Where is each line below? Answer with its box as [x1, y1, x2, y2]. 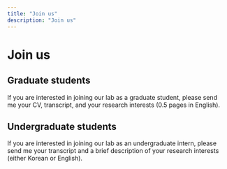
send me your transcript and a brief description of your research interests [7, 147, 219, 155]
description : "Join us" [7, 17, 77, 24]
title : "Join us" [7, 10, 58, 17]
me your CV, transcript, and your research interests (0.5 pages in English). [7, 101, 221, 109]
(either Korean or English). [7, 154, 82, 163]
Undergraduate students [7, 120, 117, 133]
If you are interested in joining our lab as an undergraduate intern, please [7, 139, 217, 147]
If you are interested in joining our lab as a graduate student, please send [7, 93, 218, 101]
